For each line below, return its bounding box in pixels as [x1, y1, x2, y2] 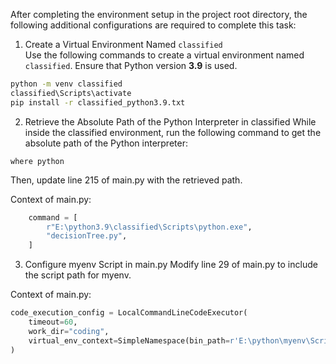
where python [10, 156, 65, 166]
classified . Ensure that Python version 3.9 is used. [24, 60, 238, 71]
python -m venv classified [10, 79, 123, 89]
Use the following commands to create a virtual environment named [24, 49, 305, 61]
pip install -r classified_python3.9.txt [10, 97, 186, 108]
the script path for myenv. [24, 269, 132, 281]
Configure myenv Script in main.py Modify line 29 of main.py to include [24, 259, 318, 271]
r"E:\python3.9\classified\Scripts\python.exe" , [46, 222, 253, 232]
